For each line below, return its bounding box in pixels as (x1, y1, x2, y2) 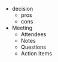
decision (11, 5, 33, 12)
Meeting (11, 24, 33, 31)
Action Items (20, 50, 53, 57)
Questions (20, 43, 47, 51)
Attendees (20, 31, 47, 38)
